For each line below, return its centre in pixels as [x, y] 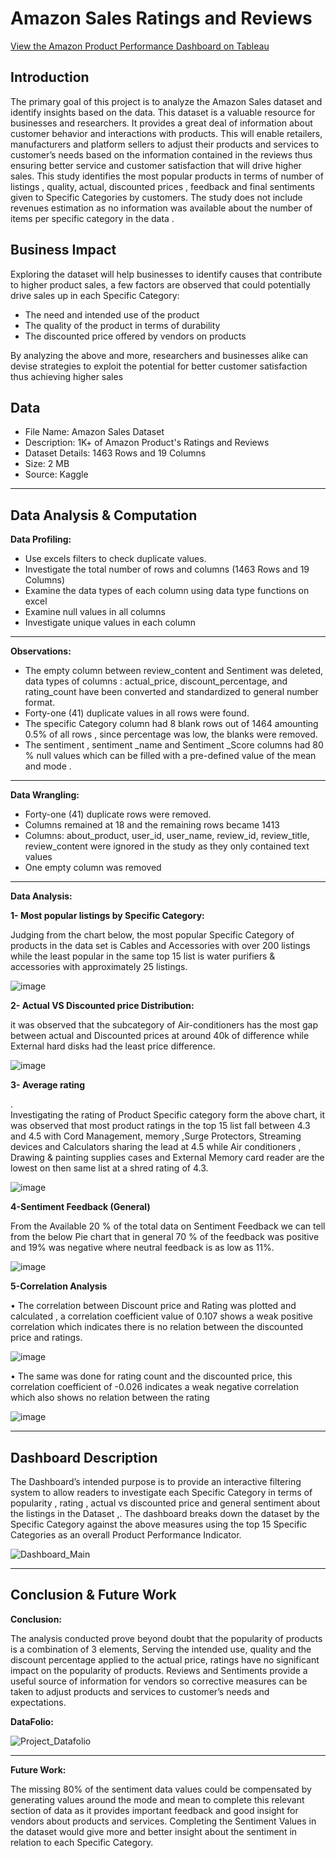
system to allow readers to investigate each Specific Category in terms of [161, 1492]
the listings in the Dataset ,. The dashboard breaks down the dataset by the [165, 1513]
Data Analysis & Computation [104, 515]
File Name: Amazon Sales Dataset [94, 432]
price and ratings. [46, 1338]
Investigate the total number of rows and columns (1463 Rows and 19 [167, 569]
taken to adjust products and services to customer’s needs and [140, 1691]
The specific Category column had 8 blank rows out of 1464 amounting [171, 724]
